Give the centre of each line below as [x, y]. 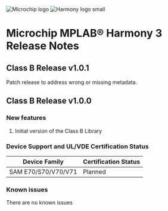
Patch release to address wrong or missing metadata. [72, 82]
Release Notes [43, 46]
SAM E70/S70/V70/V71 [43, 172]
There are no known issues [39, 203]
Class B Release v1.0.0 [49, 101]
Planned [94, 172]
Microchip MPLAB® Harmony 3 [84, 33]
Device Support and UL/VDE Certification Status [77, 146]
